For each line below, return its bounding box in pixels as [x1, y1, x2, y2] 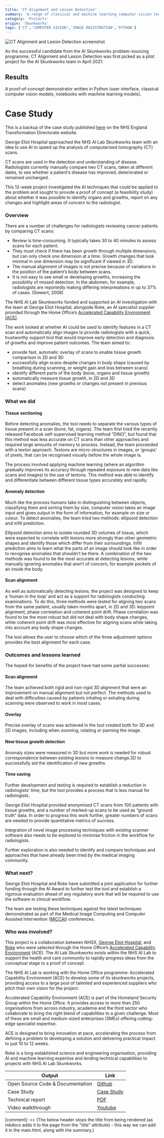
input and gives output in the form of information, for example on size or [5, 510, 150, 515]
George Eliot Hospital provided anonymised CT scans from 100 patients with [5, 802, 159, 808]
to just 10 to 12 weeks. [5, 1041, 50, 1046]
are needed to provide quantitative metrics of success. [5, 817, 115, 823]
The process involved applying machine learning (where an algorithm [5, 462, 145, 467]
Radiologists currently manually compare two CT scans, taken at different [5, 164, 153, 170]
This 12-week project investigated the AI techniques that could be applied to [5, 184, 159, 190]
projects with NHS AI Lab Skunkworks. [5, 1061, 83, 1067]
